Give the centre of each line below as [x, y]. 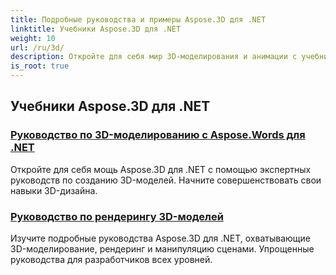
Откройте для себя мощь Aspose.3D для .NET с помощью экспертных [161, 169]
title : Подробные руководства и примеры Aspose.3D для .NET [138, 19]
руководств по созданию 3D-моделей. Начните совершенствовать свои [166, 180]
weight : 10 [33, 38]
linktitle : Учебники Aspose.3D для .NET [96, 29]
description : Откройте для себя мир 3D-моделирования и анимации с [154, 57]
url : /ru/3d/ [37, 47]
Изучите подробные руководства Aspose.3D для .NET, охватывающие [160, 238]
